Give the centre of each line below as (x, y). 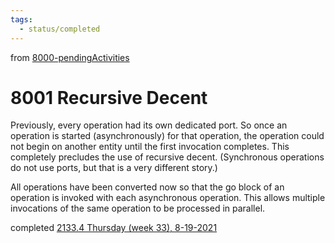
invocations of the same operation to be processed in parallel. (138, 208)
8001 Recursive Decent (109, 97)
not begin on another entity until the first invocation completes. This (150, 147)
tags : (21, 19)
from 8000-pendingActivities (70, 57)
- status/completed (60, 29)
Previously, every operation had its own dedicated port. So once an (149, 125)
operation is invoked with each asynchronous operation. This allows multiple (168, 198)
